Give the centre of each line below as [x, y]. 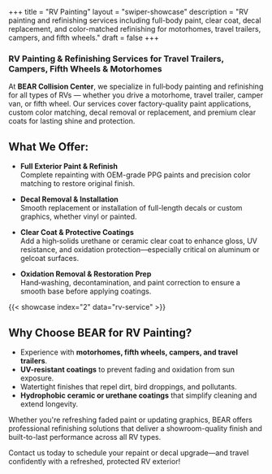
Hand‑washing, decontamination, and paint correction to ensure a [130, 283]
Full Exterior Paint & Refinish [69, 167]
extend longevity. [49, 404]
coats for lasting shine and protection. [72, 121]
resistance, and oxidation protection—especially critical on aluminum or [140, 250]
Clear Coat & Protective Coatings [77, 233]
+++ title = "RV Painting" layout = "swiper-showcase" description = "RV [129, 12]
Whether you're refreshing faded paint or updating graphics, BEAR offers [131, 420]
